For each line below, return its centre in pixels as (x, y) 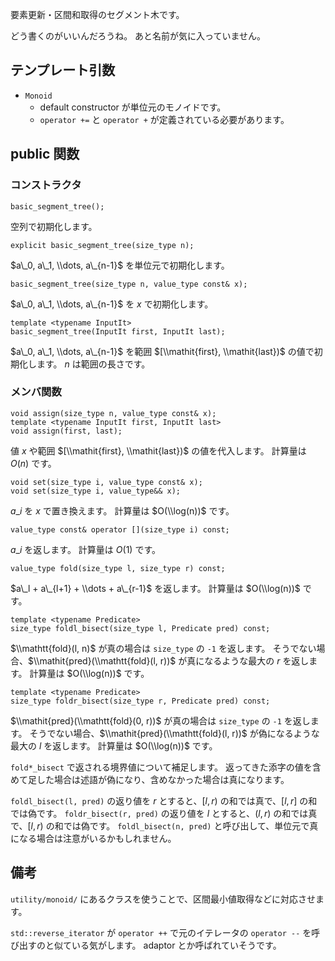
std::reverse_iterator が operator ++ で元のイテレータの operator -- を (161, 932)
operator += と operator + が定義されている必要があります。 (164, 119)
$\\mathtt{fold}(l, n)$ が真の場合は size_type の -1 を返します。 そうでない (163, 648)
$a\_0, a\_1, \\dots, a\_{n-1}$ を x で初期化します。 (112, 304)
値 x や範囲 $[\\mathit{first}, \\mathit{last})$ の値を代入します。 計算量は (158, 450)
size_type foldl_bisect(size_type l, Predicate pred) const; (140, 628)
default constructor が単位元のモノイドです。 (133, 107)
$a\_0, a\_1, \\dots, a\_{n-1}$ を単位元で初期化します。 (120, 265)
